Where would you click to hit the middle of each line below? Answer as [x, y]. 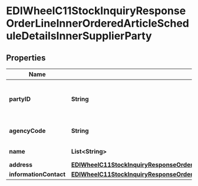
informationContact [37, 174]
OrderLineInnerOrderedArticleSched [98, 23]
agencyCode [27, 131]
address [21, 165]
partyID [20, 99]
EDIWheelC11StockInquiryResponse [96, 11]
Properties [26, 58]
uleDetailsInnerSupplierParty [79, 36]
